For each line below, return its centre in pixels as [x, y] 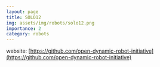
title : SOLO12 [24, 17]
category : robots [28, 34]
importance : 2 [24, 28]
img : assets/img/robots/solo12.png [50, 23]
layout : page [22, 12]
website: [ [19, 51]
